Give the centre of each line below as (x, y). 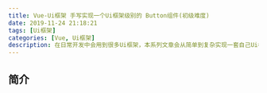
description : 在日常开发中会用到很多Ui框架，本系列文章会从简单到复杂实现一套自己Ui (133, 45)
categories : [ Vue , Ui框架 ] (52, 38)
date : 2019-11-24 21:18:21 (53, 23)
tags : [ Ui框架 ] (32, 30)
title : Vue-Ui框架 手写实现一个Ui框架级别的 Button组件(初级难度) (109, 15)
